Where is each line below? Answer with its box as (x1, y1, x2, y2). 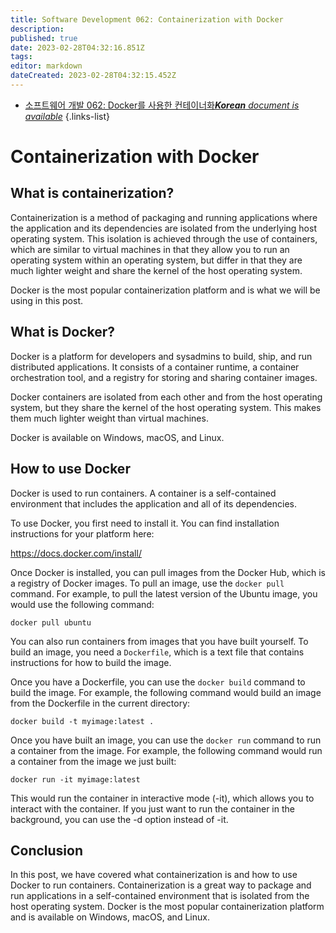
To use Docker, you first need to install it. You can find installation (10, 517, 280, 529)
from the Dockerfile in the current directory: (10, 697, 191, 709)
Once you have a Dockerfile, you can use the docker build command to (10, 676, 306, 688)
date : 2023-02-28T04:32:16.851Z (10, 42, 145, 53)
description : (10, 24, 65, 34)
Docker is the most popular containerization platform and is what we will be (10, 284, 321, 296)
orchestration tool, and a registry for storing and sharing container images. (10, 371, 318, 383)
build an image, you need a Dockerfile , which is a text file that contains (10, 646, 305, 658)
